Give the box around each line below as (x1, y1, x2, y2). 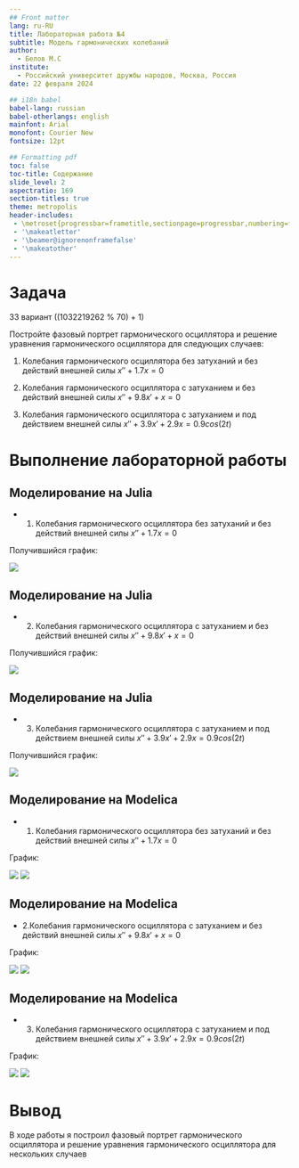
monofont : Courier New (9, 128, 93, 138)
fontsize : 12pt (9, 137, 66, 146)
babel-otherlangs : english (9, 112, 109, 121)
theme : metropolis (9, 202, 77, 212)
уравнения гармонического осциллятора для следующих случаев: (9, 339, 264, 349)
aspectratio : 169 (9, 186, 74, 195)
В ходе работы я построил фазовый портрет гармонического (9, 1130, 243, 1140)
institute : (9, 63, 50, 72)
